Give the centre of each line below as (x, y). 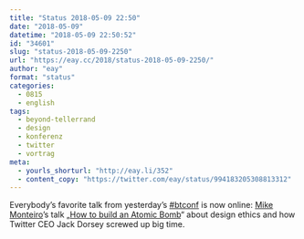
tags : (20, 111)
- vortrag (36, 153)
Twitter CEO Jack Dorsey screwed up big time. (97, 224)
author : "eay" (37, 69)
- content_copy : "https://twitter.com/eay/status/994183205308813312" (155, 179)
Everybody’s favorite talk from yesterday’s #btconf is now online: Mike (142, 205)
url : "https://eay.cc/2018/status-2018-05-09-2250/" (112, 60)
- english (36, 103)
